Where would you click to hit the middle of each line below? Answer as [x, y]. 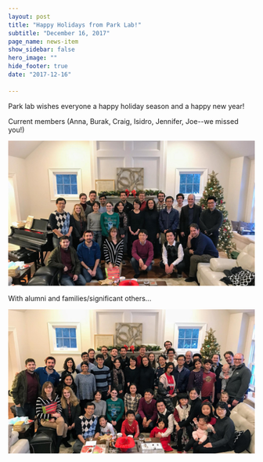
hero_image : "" [33, 58]
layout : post [29, 16]
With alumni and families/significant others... [80, 298]
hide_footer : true [38, 67]
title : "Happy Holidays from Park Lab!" [75, 25]
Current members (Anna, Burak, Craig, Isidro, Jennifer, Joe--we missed [123, 121]
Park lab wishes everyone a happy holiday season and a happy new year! [126, 106]
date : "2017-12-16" [40, 75]
